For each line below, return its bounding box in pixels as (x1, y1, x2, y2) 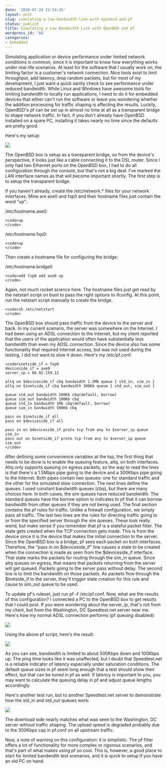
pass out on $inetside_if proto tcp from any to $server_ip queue (5, 436, 146, 441)
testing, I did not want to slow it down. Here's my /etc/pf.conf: (5, 351, 132, 358)
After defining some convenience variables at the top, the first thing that (5, 454, 154, 460)
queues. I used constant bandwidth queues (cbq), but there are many (5, 485, 148, 491)
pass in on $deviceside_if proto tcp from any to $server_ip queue (5, 427, 149, 432)
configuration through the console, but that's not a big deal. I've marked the (5, 167, 161, 173)
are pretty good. (5, 123, 38, 129)
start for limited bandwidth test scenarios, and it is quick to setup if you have (5, 752, 163, 758)
